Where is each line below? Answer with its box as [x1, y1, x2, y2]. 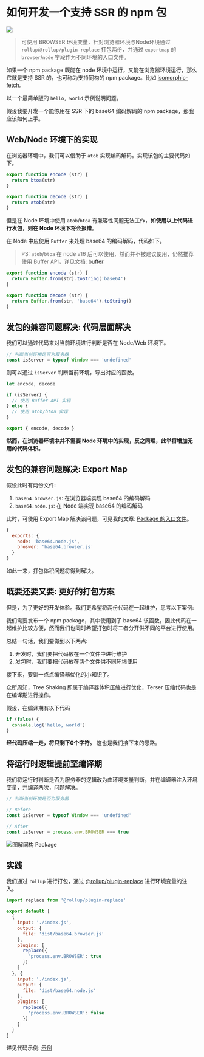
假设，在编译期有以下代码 [6, 704, 70, 711]
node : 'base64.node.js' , [17, 539, 80, 545]
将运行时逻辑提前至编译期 [6, 759, 102, 769]
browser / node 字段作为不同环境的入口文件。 [21, 53, 129, 61]
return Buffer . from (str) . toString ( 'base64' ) [12, 275, 126, 281]
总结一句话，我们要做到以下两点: [6, 637, 88, 644]
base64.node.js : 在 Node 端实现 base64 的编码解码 [15, 502, 143, 509]
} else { [6, 403, 29, 409]
